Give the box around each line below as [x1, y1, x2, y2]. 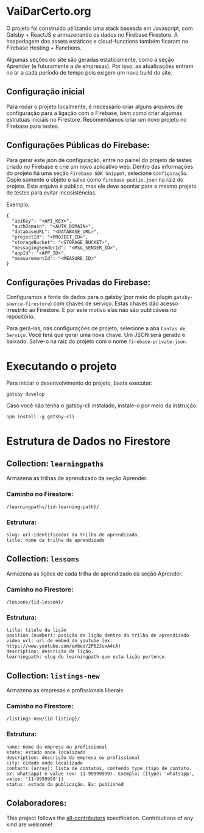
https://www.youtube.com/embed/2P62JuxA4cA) [6, 643, 121, 650]
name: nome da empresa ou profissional [6, 744, 108, 750]
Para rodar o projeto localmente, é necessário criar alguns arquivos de [6, 103, 183, 110]
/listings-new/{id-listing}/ [6, 716, 80, 722]
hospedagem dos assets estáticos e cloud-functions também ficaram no [6, 37, 189, 45]
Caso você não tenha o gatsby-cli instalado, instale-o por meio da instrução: [6, 402, 198, 409]
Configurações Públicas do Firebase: [6, 140, 150, 150]
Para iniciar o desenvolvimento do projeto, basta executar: [6, 379, 153, 387]
